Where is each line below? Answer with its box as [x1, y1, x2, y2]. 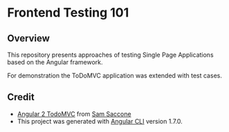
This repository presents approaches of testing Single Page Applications [7, 50, 214, 59]
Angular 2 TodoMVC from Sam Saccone [17, 109, 131, 118]
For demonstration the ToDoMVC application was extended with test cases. [7, 71, 223, 79]
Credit [7, 91, 35, 103]
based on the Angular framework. [7, 58, 103, 66]
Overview [7, 32, 51, 44]
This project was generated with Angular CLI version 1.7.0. [17, 117, 183, 125]
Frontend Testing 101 [7, 5, 129, 21]
